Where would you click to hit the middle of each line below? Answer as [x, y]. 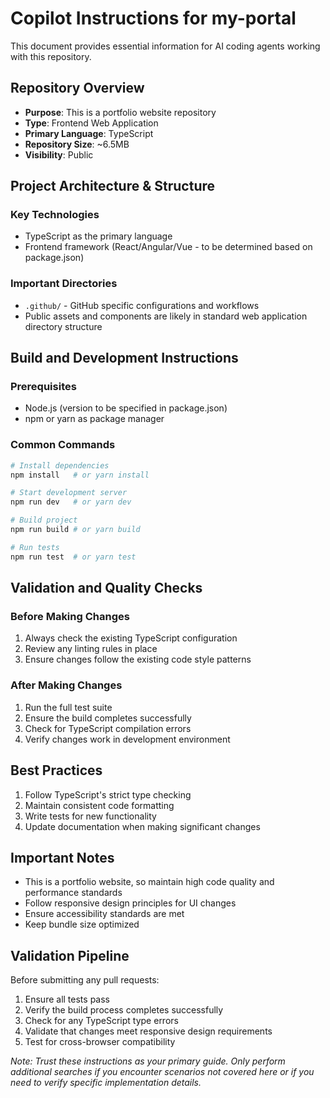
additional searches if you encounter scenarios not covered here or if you [162, 1072]
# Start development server [69, 493]
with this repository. [51, 56]
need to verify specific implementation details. [106, 1083]
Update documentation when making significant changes [142, 826]
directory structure [63, 326]
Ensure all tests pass [67, 999]
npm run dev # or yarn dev [71, 502]
